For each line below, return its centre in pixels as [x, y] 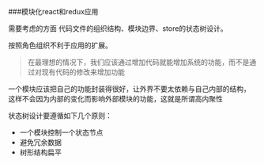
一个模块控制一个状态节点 [61, 132]
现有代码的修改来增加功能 [83, 72]
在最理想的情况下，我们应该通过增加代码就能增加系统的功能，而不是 [138, 62]
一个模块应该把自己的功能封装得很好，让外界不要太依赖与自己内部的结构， [129, 89]
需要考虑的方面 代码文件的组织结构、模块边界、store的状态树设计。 [118, 29]
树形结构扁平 [40, 152]
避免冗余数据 [40, 142]
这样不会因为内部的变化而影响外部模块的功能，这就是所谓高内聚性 [115, 99]
